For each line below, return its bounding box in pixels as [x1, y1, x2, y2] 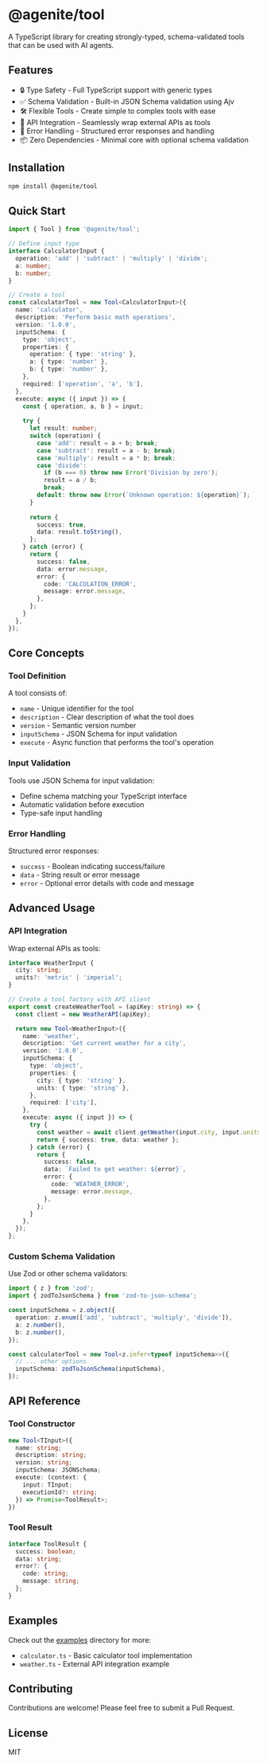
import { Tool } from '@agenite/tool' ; [8, 225, 141, 233]
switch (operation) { [29, 432, 102, 440]
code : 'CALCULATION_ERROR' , [43, 580, 137, 588]
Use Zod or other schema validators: [8, 1269, 129, 1279]
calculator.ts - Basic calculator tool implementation [19, 1651, 193, 1660]
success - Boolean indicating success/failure [19, 861, 165, 871]
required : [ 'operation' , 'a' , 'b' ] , [22, 380, 145, 388]
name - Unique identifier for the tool [19, 703, 134, 714]
